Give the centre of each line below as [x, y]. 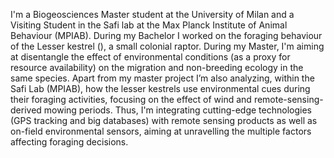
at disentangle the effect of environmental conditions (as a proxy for [150, 57]
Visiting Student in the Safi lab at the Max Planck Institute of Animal [149, 25]
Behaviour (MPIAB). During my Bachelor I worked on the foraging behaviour [166, 35]
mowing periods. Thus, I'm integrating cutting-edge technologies [177, 110]
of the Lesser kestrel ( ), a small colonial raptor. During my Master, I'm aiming [167, 46]
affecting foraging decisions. [69, 142]
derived [26, 110]
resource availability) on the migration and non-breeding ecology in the [157, 67]
